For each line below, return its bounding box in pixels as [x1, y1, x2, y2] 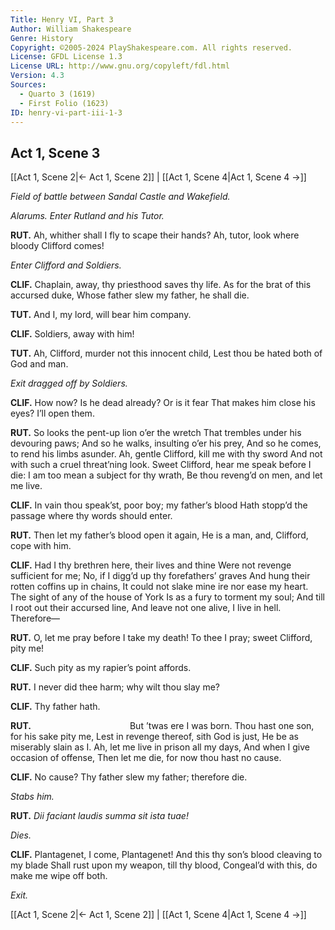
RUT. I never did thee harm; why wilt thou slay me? [10, 681, 220, 693]
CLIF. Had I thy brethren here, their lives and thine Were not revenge [10, 559, 292, 571]
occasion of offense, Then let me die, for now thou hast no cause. [10, 752, 282, 764]
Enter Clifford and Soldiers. [10, 259, 122, 271]
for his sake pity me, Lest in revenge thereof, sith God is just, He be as [10, 731, 299, 743]
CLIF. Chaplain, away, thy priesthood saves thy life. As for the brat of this [10, 279, 312, 291]
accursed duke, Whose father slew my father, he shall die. [10, 289, 250, 301]
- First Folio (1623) [19, 98, 110, 108]
